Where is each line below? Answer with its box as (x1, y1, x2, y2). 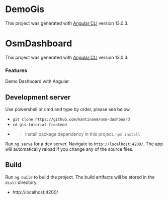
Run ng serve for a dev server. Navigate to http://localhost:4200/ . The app (5, 141, 163, 147)
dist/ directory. (5, 179, 38, 185)
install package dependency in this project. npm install (25, 131, 140, 137)
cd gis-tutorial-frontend (12, 122, 67, 127)
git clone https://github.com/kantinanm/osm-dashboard (12, 117, 130, 122)
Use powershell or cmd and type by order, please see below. (5, 106, 131, 112)
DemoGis (5, 4, 44, 15)
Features (5, 67, 28, 74)
